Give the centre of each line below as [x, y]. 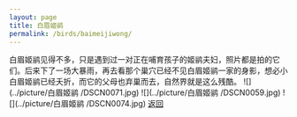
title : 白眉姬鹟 [36, 26]
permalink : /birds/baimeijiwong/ [71, 33]
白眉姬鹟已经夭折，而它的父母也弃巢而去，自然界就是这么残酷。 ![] [130, 82]
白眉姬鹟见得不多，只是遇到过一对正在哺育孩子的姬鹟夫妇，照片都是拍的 [141, 60]
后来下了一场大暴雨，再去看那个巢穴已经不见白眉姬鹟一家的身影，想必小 [156, 70]
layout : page [33, 17]
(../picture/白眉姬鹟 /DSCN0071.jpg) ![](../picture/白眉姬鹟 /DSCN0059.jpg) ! [147, 92]
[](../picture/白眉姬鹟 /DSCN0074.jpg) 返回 [87, 104]
